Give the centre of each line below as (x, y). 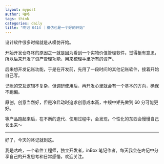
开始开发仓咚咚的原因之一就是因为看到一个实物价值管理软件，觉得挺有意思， (82, 53)
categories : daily (24, 23)
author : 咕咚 (18, 14)
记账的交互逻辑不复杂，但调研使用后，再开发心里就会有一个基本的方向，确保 (82, 86)
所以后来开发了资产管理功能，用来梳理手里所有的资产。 (61, 59)
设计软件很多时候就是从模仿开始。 (39, 43)
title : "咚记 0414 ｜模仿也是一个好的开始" (45, 28)
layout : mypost (20, 10)
